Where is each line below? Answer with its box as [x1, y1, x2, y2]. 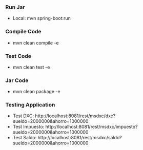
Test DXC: [12, 113, 34, 119]
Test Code [5, 52, 32, 59]
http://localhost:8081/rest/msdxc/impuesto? [45, 124, 138, 130]
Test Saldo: [12, 135, 37, 141]
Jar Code [5, 77, 29, 84]
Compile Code [5, 28, 42, 35]
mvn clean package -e [12, 89, 60, 95]
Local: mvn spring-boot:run [12, 15, 71, 22]
